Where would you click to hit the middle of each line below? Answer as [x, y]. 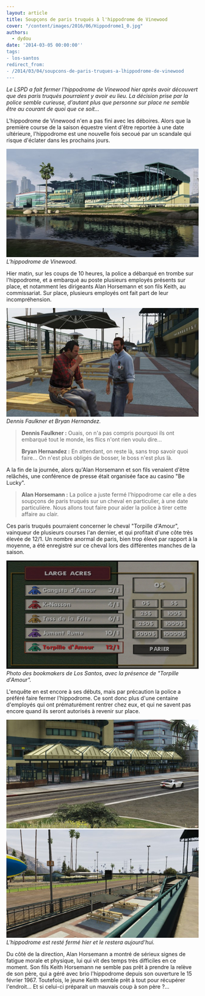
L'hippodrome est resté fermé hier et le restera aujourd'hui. [81, 942]
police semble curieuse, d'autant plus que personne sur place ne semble [98, 102]
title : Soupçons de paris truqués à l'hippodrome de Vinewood [87, 19]
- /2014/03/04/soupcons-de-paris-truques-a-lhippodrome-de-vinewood [95, 71]
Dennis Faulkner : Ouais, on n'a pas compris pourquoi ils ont [98, 433]
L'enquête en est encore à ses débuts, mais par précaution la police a [94, 691]
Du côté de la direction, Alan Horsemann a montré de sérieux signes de [96, 954]
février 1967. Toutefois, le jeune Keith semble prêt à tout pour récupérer [96, 980]
